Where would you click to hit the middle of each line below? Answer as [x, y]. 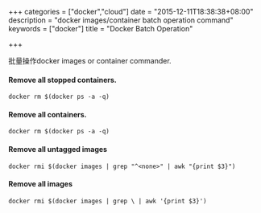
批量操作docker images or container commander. [90, 61]
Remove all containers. [48, 114]
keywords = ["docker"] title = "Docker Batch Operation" [101, 29]
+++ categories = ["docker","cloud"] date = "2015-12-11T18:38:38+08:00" [131, 12]
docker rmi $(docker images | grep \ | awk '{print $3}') [108, 201]
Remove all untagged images [58, 149]
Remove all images [41, 184]
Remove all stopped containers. [62, 80]
